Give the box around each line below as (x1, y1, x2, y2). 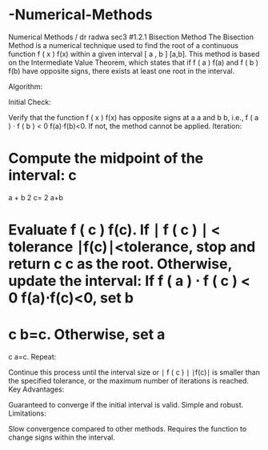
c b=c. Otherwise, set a (8, 326, 166, 344)
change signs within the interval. (8, 432, 116, 442)
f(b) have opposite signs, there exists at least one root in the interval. (8, 66, 235, 75)
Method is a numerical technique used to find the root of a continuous (8, 40, 239, 50)
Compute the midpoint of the (8, 150, 204, 167)
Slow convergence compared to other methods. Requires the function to (8, 424, 247, 433)
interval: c (8, 167, 78, 185)
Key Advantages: (8, 384, 65, 394)
